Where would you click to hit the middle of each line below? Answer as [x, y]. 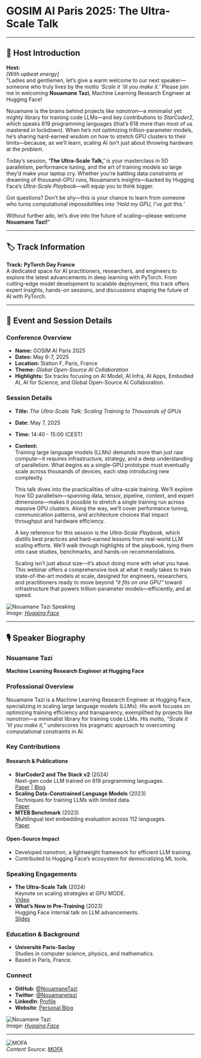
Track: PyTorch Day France [41, 264]
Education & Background [43, 934]
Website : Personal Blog [44, 1007]
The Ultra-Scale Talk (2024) [50, 887]
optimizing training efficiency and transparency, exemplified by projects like [99, 712]
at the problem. [25, 149]
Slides [22, 919]
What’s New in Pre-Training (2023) [59, 906]
